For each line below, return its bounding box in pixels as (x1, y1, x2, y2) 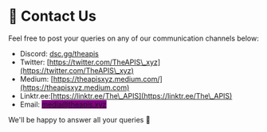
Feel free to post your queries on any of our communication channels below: (8, 33, 259, 43)
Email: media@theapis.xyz (19, 99, 107, 109)
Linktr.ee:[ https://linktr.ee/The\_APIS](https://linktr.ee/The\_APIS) (19, 91, 233, 100)
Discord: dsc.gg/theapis (19, 49, 100, 58)
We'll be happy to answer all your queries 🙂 (8, 115, 151, 124)
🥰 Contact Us (8, 7, 97, 25)
